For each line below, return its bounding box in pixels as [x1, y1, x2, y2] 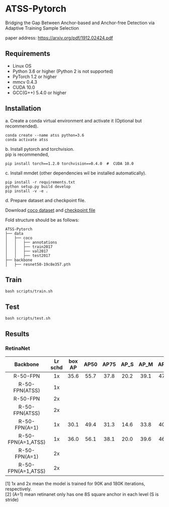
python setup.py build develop [5, 184, 71, 189]
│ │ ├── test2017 [5, 253, 51, 258]
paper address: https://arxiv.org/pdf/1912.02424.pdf [5, 35, 113, 41]
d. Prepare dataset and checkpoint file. [5, 197, 86, 203]
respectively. [5, 486, 32, 492]
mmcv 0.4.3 [12, 79, 38, 85]
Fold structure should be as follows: [5, 217, 79, 223]
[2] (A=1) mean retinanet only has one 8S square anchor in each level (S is [5, 491, 159, 497]
